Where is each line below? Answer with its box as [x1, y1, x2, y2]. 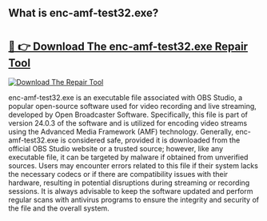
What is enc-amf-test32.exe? [8, 6, 159, 20]
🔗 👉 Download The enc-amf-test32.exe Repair [8, 39, 249, 53]
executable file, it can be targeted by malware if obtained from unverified [8, 152, 249, 162]
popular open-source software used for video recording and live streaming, [8, 102, 257, 110]
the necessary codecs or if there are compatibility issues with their [8, 170, 229, 179]
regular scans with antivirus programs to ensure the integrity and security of [8, 195, 260, 204]
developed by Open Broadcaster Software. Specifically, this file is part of [8, 110, 248, 119]
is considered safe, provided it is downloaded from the [60, 135, 241, 145]
